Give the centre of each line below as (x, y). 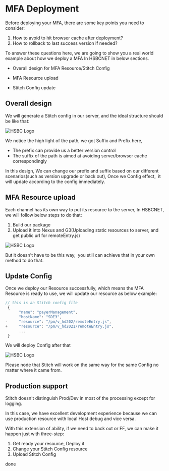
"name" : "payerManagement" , (48, 312)
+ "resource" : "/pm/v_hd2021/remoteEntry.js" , (60, 326)
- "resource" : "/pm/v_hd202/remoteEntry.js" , (59, 321)
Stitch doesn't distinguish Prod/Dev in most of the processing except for (80, 398)
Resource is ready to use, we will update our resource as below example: (81, 293)
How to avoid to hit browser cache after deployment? (68, 38)
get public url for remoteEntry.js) (46, 236)
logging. (14, 403)
